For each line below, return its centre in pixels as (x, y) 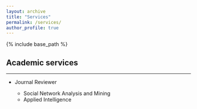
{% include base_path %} (37, 44)
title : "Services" (28, 17)
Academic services (42, 63)
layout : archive (26, 11)
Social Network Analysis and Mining (67, 93)
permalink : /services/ (34, 22)
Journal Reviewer (35, 82)
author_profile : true (33, 28)
